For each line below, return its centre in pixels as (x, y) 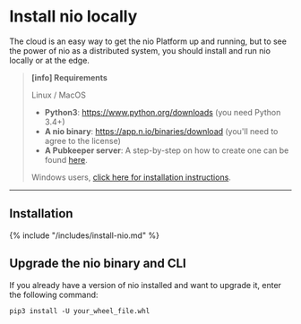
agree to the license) (82, 141)
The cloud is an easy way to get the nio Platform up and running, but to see (148, 41)
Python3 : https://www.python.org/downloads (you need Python (163, 112)
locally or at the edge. (49, 60)
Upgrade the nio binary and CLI (98, 264)
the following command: (54, 294)
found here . (66, 159)
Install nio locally (73, 17)
